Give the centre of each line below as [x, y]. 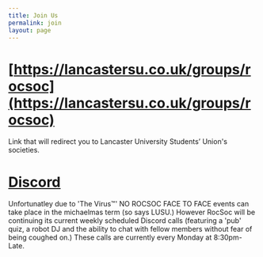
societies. [24, 150]
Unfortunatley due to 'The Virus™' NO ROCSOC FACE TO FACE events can [129, 204]
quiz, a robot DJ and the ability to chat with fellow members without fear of [130, 229]
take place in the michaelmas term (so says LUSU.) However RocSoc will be [132, 212]
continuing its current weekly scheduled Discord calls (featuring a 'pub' [125, 221]
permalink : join [35, 23]
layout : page [30, 30]
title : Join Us [33, 15]
